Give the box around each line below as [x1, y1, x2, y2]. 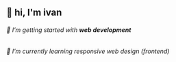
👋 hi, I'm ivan [6, 7, 62, 18]
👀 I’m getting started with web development [6, 25, 131, 34]
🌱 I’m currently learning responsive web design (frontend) [6, 47, 170, 55]
